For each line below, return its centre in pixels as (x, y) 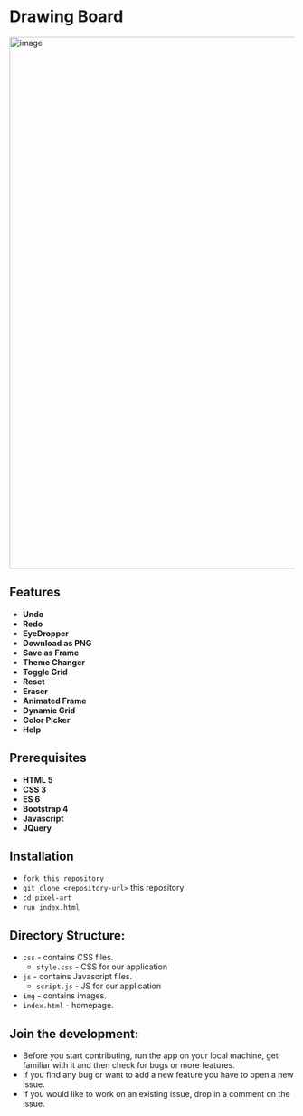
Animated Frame (54, 701)
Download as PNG (57, 643)
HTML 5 (38, 779)
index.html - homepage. (68, 1006)
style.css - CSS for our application (102, 967)
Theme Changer (54, 662)
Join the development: (74, 1034)
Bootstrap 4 (45, 808)
